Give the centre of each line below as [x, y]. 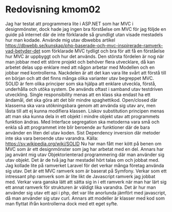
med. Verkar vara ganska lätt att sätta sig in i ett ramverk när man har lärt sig [86, 182]
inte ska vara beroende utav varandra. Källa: [52, 138]
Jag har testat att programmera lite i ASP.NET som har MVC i [69, 24]
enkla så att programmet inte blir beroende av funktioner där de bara [78, 127]
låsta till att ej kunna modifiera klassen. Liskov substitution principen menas [85, 111]
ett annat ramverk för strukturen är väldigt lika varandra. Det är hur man [81, 187]
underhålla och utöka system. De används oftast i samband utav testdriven [84, 89]
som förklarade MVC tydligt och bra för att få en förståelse [103, 51]
